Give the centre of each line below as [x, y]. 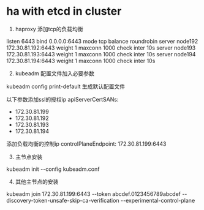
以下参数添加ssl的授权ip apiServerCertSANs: [62, 99]
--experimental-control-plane [158, 200]
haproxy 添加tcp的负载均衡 [49, 29]
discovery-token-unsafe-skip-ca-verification [63, 200]
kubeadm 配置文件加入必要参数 [55, 73]
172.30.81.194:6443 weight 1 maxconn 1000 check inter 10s [81, 61]
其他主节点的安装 [37, 181]
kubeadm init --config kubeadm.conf [53, 169]
